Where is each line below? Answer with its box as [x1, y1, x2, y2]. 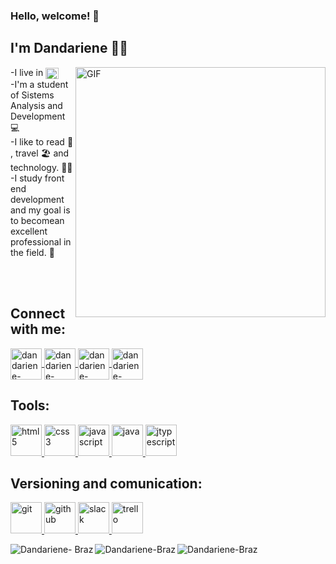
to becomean [10, 214, 65, 226]
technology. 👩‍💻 [10, 161, 73, 173]
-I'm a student [10, 78, 69, 90]
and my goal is [10, 204, 71, 216]
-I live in [10, 66, 44, 78]
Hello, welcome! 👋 [10, 9, 100, 23]
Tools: [10, 397, 50, 414]
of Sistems [10, 89, 55, 101]
